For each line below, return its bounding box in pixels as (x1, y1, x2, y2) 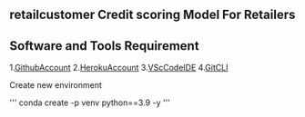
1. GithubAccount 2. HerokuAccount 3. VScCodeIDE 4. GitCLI (9, 63, 229, 73)
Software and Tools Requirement (9, 38, 199, 54)
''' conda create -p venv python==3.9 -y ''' (9, 97, 171, 108)
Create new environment (9, 80, 103, 91)
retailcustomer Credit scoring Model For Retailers (9, 7, 296, 23)
